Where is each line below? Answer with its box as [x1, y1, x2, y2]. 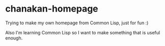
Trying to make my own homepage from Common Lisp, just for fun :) [5, 20, 149, 26]
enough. [5, 35, 23, 41]
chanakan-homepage [5, 3, 98, 15]
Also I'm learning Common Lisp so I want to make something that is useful [5, 29, 160, 35]
